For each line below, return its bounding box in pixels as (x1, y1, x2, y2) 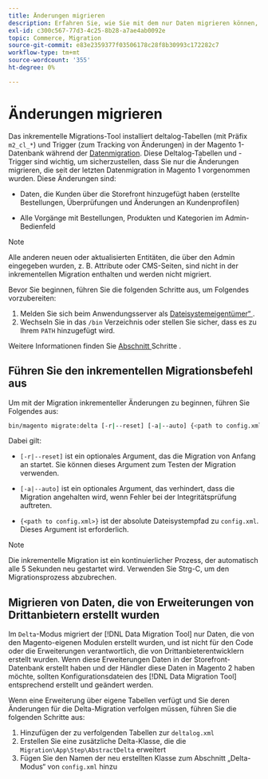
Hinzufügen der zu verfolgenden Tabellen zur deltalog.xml (19, 728, 215, 738)
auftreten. (19, 501, 53, 510)
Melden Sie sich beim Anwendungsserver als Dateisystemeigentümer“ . (19, 309, 255, 318)
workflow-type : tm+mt (8, 49, 81, 57)
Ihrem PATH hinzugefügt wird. (19, 325, 116, 335)
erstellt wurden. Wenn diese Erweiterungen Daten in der (8, 655, 193, 664)
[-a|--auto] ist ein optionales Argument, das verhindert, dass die (19, 484, 235, 494)
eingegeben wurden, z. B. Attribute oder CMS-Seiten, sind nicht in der (8, 261, 239, 270)
